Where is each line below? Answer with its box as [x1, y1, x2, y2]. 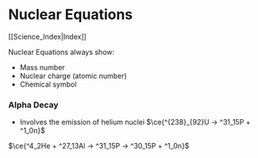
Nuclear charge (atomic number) [19, 71, 127, 80]
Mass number [19, 62, 65, 72]
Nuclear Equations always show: [8, 47, 115, 56]
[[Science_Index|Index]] [8, 32, 87, 41]
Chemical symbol [19, 79, 77, 89]
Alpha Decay [8, 99, 59, 110]
